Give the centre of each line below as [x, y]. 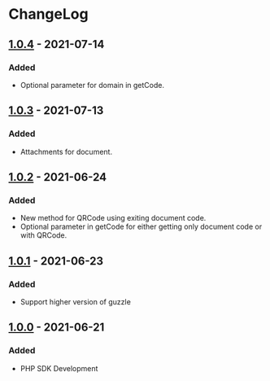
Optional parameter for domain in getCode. [92, 85]
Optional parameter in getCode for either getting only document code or [141, 227]
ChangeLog [48, 14]
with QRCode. [44, 235]
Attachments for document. [66, 151]
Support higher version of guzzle [76, 301]
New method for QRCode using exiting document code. [113, 218]
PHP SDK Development [59, 368]
